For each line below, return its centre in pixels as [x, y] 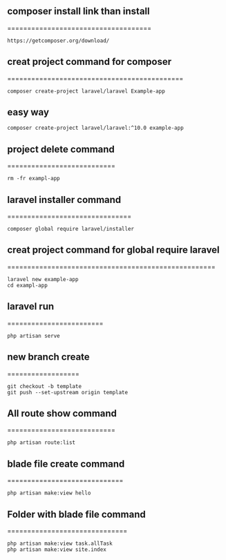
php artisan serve [34, 336]
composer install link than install [78, 11]
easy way [28, 112]
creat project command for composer [90, 62]
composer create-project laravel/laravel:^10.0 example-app [96, 128]
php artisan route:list [41, 443]
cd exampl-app [28, 285]
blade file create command [66, 464]
